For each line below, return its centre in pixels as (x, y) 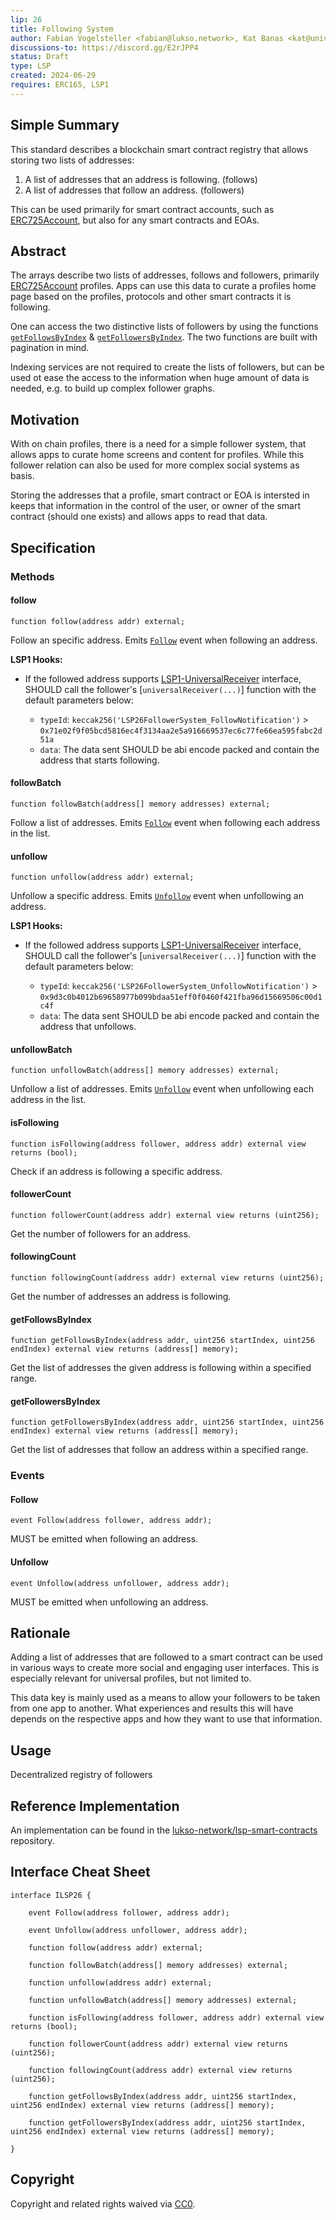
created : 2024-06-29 (53, 76)
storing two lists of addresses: (72, 160)
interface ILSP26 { (51, 1895)
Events (27, 1476)
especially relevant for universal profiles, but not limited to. (131, 1678)
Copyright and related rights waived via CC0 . (103, 2203)
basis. (22, 476)
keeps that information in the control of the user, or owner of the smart (155, 506)
